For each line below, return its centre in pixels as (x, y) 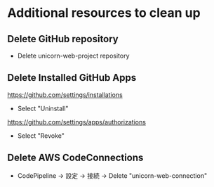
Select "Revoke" (41, 136)
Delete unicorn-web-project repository (73, 56)
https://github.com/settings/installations (65, 95)
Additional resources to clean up (104, 13)
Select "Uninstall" (43, 108)
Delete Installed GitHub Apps (72, 78)
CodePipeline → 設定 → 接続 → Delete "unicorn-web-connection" (112, 175)
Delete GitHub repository (63, 39)
